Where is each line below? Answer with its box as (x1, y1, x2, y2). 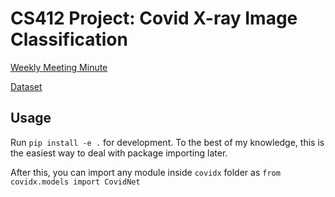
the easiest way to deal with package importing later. (10, 147, 228, 159)
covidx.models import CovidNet (10, 177, 141, 187)
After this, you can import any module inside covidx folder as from (10, 166, 281, 178)
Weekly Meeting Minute (10, 61, 108, 73)
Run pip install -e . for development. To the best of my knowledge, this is (10, 136, 325, 148)
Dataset (10, 80, 43, 92)
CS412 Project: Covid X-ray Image (10, 7, 298, 30)
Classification (10, 28, 128, 51)
